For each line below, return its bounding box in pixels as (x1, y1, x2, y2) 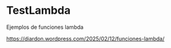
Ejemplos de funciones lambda (6, 23, 84, 31)
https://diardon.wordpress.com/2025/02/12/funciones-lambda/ (6, 35, 165, 42)
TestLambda (6, 4, 71, 17)
